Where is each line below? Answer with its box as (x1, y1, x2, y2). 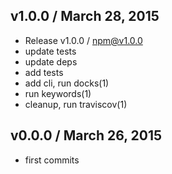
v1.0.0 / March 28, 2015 (10, 8, 160, 25)
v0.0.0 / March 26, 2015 (10, 127, 163, 144)
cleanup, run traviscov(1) (24, 98, 128, 110)
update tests (24, 45, 77, 57)
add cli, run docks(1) (24, 77, 110, 89)
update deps (24, 55, 78, 68)
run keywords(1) (24, 87, 92, 99)
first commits (24, 154, 80, 166)
